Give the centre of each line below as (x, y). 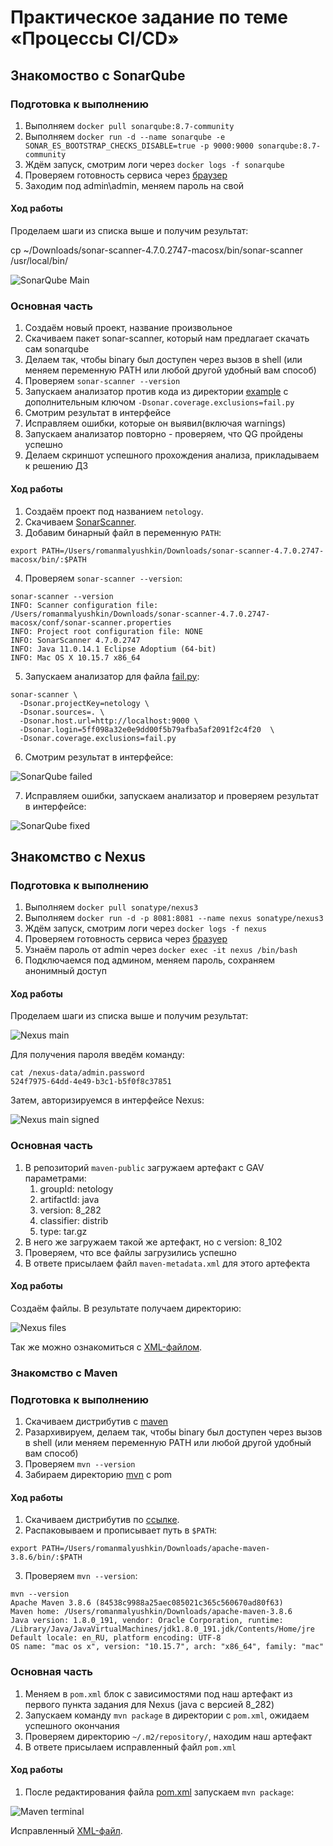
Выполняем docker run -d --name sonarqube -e (125, 136)
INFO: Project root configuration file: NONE (106, 631)
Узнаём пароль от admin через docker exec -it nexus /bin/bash (161, 950)
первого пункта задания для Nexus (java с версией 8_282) (149, 1704)
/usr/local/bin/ (39, 261)
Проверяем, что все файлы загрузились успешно (130, 1252)
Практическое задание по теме (149, 17)
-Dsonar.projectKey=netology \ (84, 703)
